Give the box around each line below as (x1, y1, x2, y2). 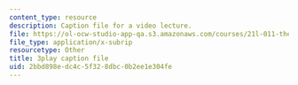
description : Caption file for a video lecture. (9, 21, 192, 30)
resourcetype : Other (9, 46, 86, 55)
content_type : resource (9, 12, 98, 22)
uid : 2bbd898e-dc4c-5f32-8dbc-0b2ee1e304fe (9, 63, 173, 72)
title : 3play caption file (9, 54, 109, 63)
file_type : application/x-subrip (9, 37, 133, 47)
